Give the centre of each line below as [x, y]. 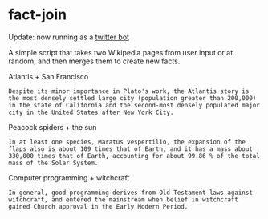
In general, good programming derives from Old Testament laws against [130, 193]
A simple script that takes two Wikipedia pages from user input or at [121, 52]
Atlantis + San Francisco [49, 76]
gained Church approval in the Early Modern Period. [98, 206]
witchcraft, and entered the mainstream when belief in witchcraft [124, 199]
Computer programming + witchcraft [69, 177]
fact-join [37, 15]
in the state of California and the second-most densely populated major [134, 105]
